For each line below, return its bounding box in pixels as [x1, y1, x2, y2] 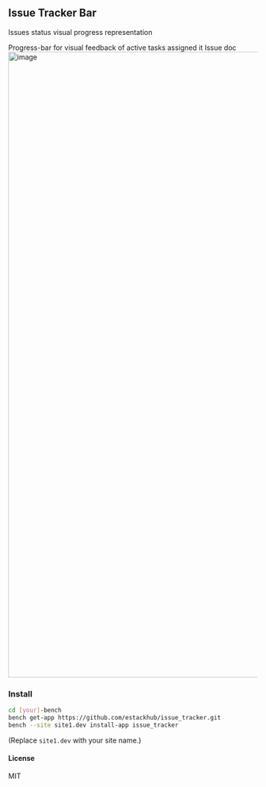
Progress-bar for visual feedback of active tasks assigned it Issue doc [8, 43, 237, 52]
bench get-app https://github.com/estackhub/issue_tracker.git [8, 713, 222, 721]
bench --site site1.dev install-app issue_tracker [8, 721, 179, 729]
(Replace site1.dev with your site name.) [8, 735, 142, 745]
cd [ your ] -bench [8, 706, 62, 715]
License [8, 754, 36, 763]
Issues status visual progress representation [8, 27, 153, 36]
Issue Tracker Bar [8, 6, 97, 20]
